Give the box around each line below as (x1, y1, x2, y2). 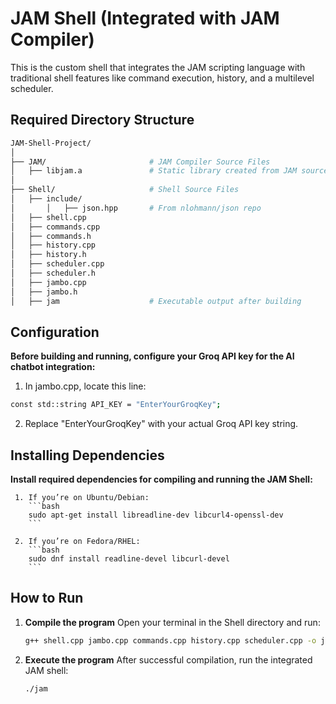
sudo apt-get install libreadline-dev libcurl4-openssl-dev (28, 510, 284, 520)
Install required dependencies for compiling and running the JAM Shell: (10, 473, 313, 485)
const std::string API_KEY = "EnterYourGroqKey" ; (10, 400, 222, 410)
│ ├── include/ (10, 194, 83, 204)
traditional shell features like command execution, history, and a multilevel (10, 72, 315, 84)
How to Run (10, 590, 84, 607)
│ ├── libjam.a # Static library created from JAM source (10, 166, 329, 176)
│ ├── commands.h (10, 231, 92, 241)
